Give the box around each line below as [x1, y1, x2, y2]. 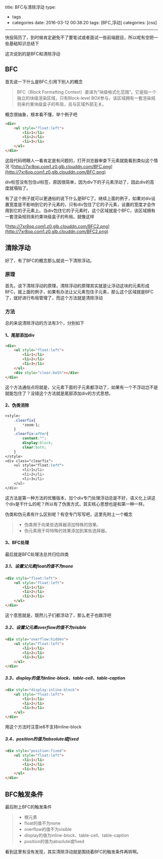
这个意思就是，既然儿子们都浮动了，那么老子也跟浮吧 [5, 612, 112, 618]
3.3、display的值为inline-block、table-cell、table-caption [5, 675, 126, 681]
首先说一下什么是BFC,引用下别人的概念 [5, 79, 83, 84]
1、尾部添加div [5, 332, 35, 338]
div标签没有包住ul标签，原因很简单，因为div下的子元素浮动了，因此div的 [5, 179, 150, 185]
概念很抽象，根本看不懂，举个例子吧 [5, 111, 78, 117]
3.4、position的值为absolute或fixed [5, 736, 79, 742]
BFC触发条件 [5, 790, 44, 798]
